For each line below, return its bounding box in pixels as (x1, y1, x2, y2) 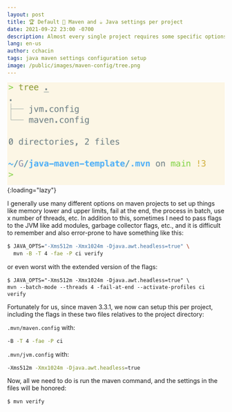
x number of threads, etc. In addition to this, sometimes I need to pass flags (7, 214, 222, 222)
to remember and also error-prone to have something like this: (7, 228, 184, 237)
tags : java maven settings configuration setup (7, 55, 147, 62)
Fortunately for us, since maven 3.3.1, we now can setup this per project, (7, 302, 213, 311)
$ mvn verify (7, 398, 45, 405)
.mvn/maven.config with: (7, 323, 76, 331)
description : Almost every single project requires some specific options (7, 33, 227, 40)
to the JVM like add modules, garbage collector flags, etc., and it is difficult (7, 221, 221, 229)
